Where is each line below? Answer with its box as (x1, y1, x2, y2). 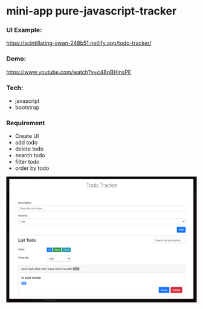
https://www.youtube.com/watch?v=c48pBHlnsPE (6, 68, 132, 76)
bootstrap (14, 104, 40, 111)
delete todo (14, 145, 44, 152)
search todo (14, 152, 45, 159)
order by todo (14, 164, 50, 172)
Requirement (6, 119, 45, 127)
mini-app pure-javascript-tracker (6, 4, 177, 18)
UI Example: (6, 26, 42, 34)
